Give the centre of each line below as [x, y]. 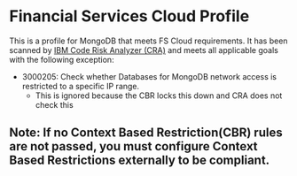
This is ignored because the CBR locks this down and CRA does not [159, 96]
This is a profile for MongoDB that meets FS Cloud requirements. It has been [148, 41]
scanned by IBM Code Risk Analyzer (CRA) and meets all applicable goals [144, 50]
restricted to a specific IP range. [81, 86]
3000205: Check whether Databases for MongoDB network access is [149, 76]
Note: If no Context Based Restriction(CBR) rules [146, 133]
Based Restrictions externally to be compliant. [140, 161]
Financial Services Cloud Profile [129, 16]
